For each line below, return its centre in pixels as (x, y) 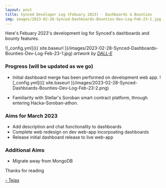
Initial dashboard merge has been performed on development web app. (85, 77)
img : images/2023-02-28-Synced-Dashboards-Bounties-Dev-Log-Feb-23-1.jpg (83, 19)
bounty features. (22, 38)
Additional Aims (25, 150)
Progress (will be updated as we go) (49, 66)
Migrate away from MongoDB (42, 161)
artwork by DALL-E (93, 53)
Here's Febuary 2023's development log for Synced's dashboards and (77, 33)
